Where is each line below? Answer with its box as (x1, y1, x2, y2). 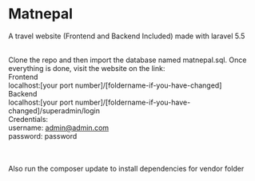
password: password (8, 131, 78, 140)
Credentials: (8, 114, 49, 124)
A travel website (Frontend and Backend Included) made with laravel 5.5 (8, 31, 245, 41)
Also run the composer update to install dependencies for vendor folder (8, 163, 245, 173)
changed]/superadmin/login (8, 105, 100, 116)
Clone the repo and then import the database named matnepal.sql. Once (8, 55, 247, 65)
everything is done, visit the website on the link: (8, 63, 165, 73)
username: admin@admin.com (8, 123, 110, 132)
